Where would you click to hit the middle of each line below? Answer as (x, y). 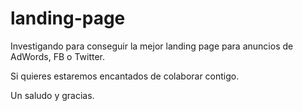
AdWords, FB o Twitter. (57, 56)
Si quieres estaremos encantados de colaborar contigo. (125, 76)
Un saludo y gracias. (52, 95)
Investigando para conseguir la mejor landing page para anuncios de (152, 46)
